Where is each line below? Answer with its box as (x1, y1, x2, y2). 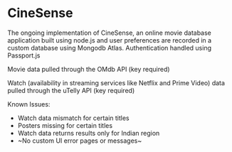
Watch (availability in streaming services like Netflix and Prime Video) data (7, 78, 226, 87)
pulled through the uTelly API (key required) (7, 86, 135, 94)
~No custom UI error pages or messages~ (17, 136, 142, 145)
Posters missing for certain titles (17, 121, 112, 129)
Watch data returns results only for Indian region (17, 129, 160, 137)
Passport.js (7, 51, 41, 60)
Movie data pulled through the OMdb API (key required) (7, 65, 170, 73)
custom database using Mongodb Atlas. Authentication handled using (7, 43, 212, 52)
